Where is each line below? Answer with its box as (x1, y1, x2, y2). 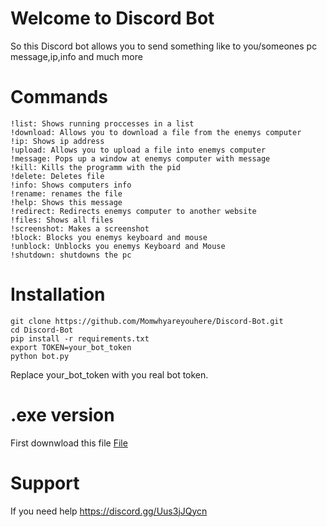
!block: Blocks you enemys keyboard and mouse (10, 232, 208, 242)
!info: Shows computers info (10, 180, 132, 190)
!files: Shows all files (10, 215, 114, 225)
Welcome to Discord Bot (10, 7, 215, 30)
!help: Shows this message (10, 197, 123, 207)
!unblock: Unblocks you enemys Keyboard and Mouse (10, 241, 226, 251)
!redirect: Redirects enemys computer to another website (10, 206, 257, 216)
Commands (10, 86, 109, 109)
